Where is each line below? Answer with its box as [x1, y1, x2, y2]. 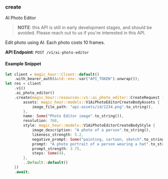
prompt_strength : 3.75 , [31, 146, 81, 151]
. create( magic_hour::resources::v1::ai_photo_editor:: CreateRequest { [14, 95, 164, 100]
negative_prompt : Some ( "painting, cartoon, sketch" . [31, 136, 144, 142]
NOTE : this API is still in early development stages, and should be [17, 24, 152, 30]
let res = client [5, 81, 41, 86]
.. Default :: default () [23, 160, 68, 165]
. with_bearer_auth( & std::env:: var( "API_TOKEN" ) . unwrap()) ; [14, 76, 140, 81]
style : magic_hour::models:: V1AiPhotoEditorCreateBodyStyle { [23, 123, 155, 128]
